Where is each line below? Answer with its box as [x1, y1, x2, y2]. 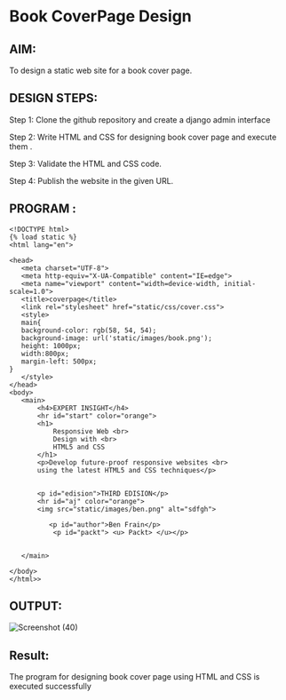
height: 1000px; [20, 341, 82, 350]
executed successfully [9, 681, 91, 692]
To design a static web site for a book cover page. [9, 65, 193, 76]
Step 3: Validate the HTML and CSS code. [9, 158, 163, 169]
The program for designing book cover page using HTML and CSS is [9, 672, 260, 682]
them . [9, 140, 33, 152]
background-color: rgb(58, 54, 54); [20, 326, 157, 335]
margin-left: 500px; [20, 357, 98, 366]
